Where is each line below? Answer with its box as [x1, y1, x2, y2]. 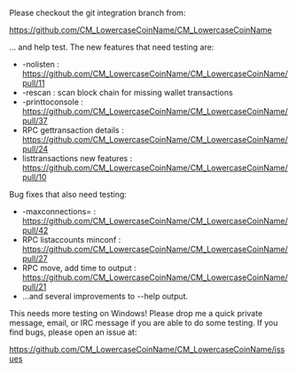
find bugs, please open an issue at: [9, 327, 137, 337]
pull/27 [21, 253, 48, 264]
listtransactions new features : [21, 153, 133, 163]
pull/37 [21, 115, 49, 126]
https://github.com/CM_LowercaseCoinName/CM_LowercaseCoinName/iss [9, 345, 285, 354]
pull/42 [21, 225, 49, 236]
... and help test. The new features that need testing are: [9, 42, 215, 52]
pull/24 [21, 143, 49, 154]
